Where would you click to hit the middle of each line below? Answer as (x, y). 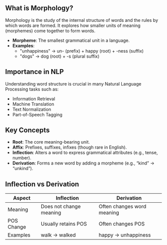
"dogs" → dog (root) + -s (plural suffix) (60, 56)
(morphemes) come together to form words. (50, 31)
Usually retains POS (64, 224)
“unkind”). (23, 168)
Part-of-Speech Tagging (37, 114)
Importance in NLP (35, 72)
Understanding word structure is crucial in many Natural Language (73, 83)
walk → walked (58, 235)
